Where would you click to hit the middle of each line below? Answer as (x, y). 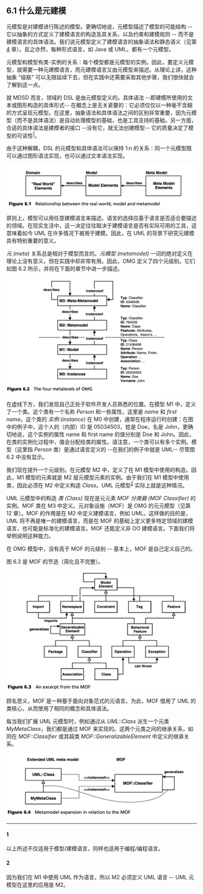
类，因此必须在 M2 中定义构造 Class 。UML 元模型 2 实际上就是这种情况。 (97, 485)
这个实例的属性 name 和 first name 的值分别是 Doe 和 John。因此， (111, 434)
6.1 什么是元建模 (36, 11)
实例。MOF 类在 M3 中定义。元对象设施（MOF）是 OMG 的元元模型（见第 (99, 506)
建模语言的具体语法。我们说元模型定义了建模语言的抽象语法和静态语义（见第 (101, 42)
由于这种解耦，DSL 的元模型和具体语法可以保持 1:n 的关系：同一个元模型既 (99, 148)
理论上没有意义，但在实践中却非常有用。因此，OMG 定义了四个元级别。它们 (101, 261)
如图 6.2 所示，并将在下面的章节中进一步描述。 (65, 269)
